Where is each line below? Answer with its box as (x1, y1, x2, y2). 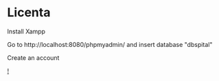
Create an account (7, 53, 60, 62)
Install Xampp (7, 27, 46, 35)
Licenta (7, 5, 51, 20)
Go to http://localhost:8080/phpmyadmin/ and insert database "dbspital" (7, 40, 213, 48)
